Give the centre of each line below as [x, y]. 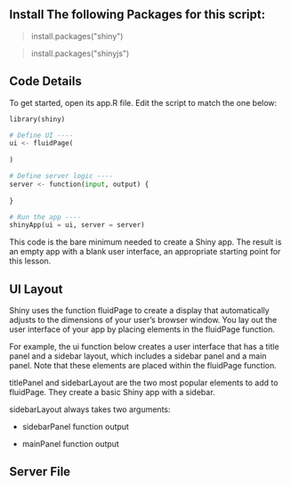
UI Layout [36, 289]
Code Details [45, 81]
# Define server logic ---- [61, 176]
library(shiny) [37, 119]
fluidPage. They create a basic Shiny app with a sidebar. [112, 392]
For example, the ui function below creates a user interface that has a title [144, 347]
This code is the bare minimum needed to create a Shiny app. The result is [145, 242]
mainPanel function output [71, 444]
